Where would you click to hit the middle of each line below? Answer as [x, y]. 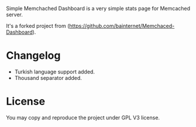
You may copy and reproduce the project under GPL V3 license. [83, 117]
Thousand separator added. [48, 77]
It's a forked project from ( [38, 26]
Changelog [33, 56]
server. [15, 15]
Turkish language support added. [55, 72]
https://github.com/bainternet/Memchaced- [122, 26]
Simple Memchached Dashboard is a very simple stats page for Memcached [98, 8]
